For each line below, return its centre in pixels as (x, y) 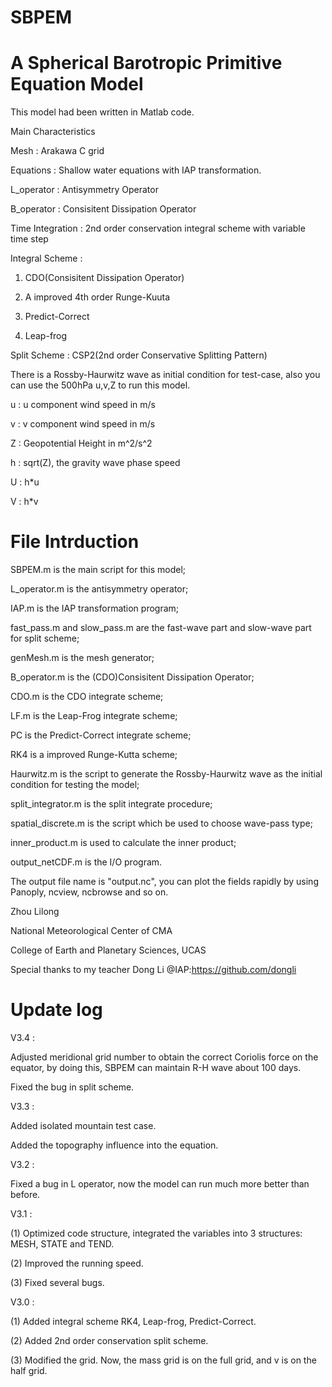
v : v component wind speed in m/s (83, 424)
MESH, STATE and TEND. (62, 1244)
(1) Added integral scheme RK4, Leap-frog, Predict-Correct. (133, 1321)
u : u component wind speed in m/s (83, 405)
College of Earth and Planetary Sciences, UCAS (108, 950)
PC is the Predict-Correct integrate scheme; (101, 735)
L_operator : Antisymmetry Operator (84, 190)
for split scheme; (45, 638)
